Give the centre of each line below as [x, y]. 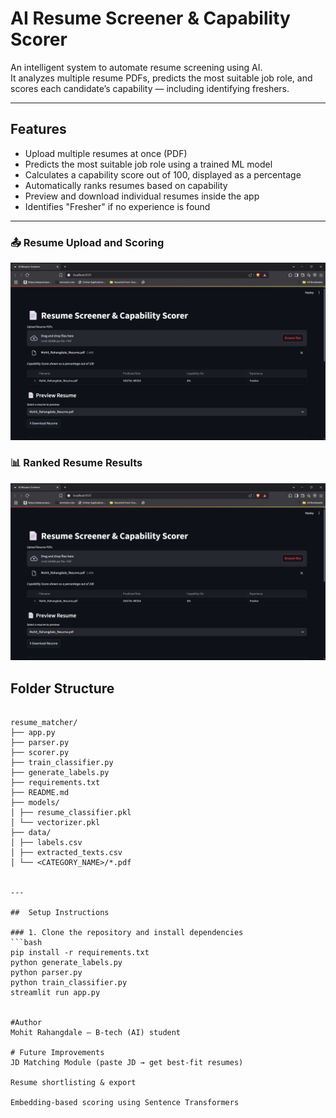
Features [38, 129]
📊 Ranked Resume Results [76, 463]
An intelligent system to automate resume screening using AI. [136, 67]
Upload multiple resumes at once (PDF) [106, 153]
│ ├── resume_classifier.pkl [71, 813]
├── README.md [40, 793]
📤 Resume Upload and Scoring [87, 242]
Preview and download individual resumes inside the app [142, 196]
